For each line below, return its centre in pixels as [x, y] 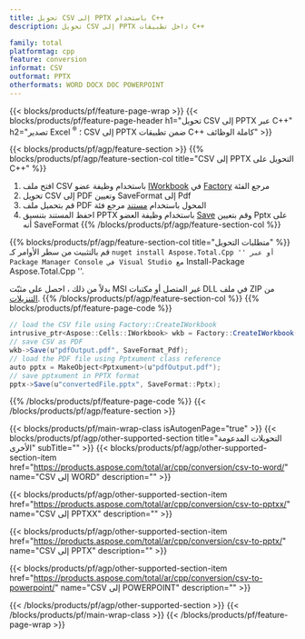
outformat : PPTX [40, 77]
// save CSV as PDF [46, 342]
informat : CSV [36, 68]
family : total [36, 43]
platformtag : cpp [42, 51]
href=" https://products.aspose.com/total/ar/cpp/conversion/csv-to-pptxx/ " [150, 504]
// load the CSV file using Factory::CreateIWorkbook [113, 325]
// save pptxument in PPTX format [75, 375]
